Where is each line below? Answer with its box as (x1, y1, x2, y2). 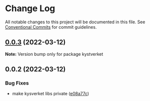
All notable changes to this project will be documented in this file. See (5, 19, 146, 25)
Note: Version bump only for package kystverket (5, 51, 104, 57)
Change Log (5, 3, 55, 14)
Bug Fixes (5, 80, 29, 86)
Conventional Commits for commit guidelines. (5, 24, 97, 30)
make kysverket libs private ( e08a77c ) (12, 91, 89, 97)
